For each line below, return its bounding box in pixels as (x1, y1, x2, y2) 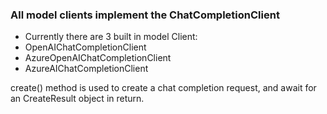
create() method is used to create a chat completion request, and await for (10, 82, 317, 94)
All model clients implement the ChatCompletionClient (10, 8, 280, 22)
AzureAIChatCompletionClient (24, 63, 149, 75)
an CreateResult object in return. (10, 93, 145, 105)
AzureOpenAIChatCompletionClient (24, 52, 172, 64)
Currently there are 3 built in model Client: (24, 31, 198, 43)
